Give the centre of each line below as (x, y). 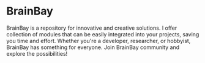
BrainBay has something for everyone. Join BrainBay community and (93, 47)
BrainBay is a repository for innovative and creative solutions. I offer (92, 28)
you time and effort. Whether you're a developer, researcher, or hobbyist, (99, 41)
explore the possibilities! (37, 53)
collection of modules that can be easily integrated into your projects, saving (103, 34)
